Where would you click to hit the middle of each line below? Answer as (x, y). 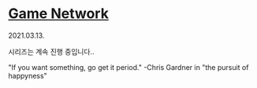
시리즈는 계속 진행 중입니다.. (51, 51)
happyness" (28, 75)
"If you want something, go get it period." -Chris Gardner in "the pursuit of (128, 67)
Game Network (58, 14)
